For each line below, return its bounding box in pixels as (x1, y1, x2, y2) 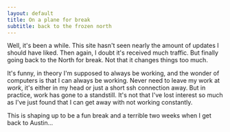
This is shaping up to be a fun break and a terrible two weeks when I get (7, 111, 211, 120)
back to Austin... (7, 119, 54, 127)
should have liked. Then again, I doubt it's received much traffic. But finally (7, 49, 218, 57)
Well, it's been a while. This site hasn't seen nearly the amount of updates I (7, 42, 220, 50)
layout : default (7, 10, 54, 17)
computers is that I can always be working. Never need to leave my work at (7, 77, 220, 85)
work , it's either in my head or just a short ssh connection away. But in (7, 83, 206, 92)
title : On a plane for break (7, 16, 91, 23)
